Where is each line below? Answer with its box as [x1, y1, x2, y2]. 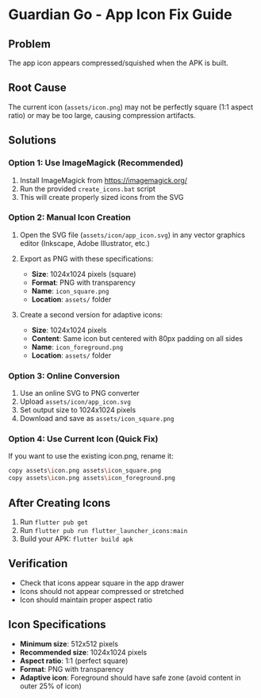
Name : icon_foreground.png [31, 342, 124, 351]
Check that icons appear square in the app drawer [19, 577, 185, 588]
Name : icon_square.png [31, 286, 109, 295]
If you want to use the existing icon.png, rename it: [8, 451, 174, 461]
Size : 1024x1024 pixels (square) [31, 269, 136, 278]
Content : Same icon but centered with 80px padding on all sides [31, 333, 244, 343]
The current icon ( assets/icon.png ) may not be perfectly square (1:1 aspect [8, 102, 254, 112]
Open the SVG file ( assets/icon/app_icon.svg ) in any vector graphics [19, 230, 246, 240]
